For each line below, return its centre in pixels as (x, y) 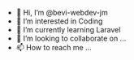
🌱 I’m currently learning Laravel (68, 30)
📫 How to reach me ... (54, 47)
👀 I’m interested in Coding (59, 21)
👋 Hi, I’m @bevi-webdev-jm (62, 13)
